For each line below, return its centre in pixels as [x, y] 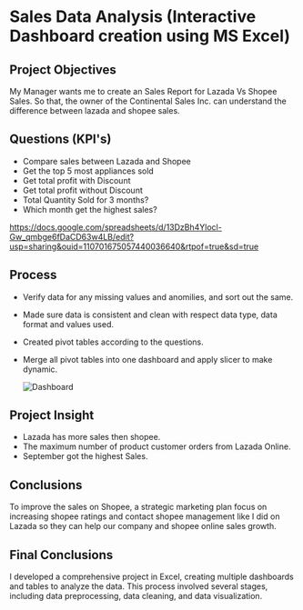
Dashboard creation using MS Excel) [150, 36]
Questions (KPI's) [61, 140]
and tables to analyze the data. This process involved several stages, [139, 586]
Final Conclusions [61, 555]
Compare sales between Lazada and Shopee [106, 161]
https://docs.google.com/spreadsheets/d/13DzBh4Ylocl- [116, 227]
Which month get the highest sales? [90, 209]
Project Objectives [63, 70]
